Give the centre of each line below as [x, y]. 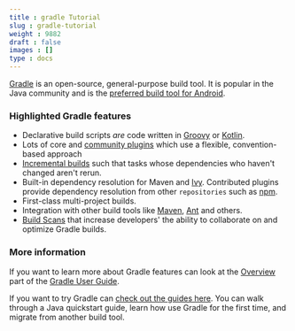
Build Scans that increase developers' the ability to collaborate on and [150, 220]
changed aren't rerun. [62, 173]
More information [47, 252]
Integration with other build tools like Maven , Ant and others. [132, 211]
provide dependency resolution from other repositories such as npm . [150, 192]
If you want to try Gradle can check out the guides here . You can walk [136, 298]
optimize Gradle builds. [64, 229]
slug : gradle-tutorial [53, 26]
